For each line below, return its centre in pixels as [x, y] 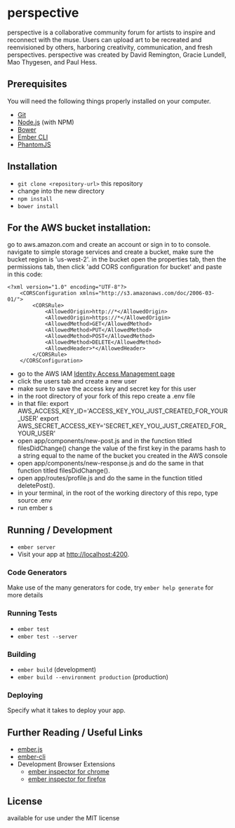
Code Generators [37, 573]
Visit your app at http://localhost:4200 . [73, 555]
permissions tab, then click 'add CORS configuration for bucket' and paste [115, 267]
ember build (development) [57, 670]
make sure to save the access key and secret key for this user [107, 389]
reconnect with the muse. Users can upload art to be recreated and [105, 39]
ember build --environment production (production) [93, 677]
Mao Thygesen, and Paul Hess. [52, 62]
